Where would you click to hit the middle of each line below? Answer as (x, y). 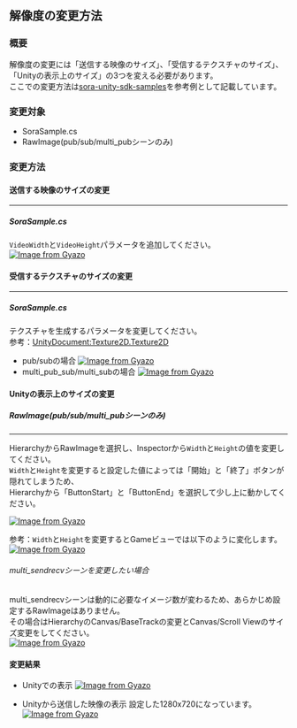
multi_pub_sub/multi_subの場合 (79, 372)
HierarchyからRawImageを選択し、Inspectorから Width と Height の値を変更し (147, 448)
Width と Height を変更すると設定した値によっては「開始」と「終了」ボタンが (147, 470)
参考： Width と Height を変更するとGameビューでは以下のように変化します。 (146, 539)
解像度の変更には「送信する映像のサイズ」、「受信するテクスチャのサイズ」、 (146, 64)
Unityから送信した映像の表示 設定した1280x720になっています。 (139, 704)
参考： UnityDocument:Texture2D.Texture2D (89, 342)
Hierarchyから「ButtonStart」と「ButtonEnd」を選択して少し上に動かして (144, 492)
